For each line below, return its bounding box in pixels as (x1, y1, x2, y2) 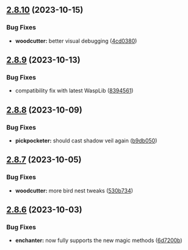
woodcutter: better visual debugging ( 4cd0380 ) (15, 37, 137, 45)
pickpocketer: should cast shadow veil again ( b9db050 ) (15, 137, 157, 144)
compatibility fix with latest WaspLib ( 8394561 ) (15, 87, 134, 94)
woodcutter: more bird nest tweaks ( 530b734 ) (15, 186, 133, 194)
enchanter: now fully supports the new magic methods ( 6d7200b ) (15, 237, 183, 244)
